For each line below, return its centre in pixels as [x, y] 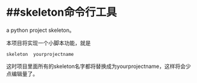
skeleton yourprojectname [40, 54]
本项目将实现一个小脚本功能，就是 [48, 43]
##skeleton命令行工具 [62, 12]
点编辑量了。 [22, 73]
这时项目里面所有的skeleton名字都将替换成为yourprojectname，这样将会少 [99, 66]
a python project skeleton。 [41, 30]
